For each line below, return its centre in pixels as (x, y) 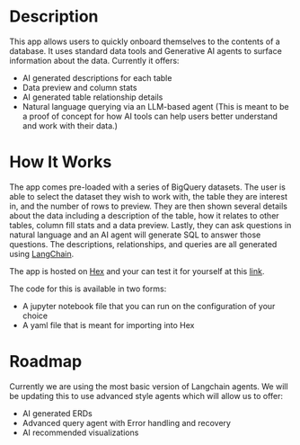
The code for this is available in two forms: (88, 289)
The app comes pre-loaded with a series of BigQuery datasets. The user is (147, 187)
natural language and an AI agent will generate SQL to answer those (135, 235)
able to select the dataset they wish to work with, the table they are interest (148, 196)
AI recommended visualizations (80, 432)
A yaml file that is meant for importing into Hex (108, 325)
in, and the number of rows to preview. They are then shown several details (148, 206)
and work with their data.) (70, 125)
